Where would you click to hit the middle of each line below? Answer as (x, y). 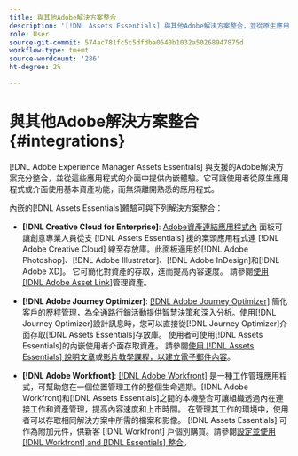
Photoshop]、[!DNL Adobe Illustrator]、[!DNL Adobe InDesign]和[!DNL (151, 260)
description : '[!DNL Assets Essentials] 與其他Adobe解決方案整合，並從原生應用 (149, 26)
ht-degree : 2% (35, 68)
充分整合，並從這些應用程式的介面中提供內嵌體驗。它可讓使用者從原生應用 (153, 178)
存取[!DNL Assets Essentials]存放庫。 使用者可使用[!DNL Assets (146, 334)
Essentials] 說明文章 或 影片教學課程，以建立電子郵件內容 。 (129, 356)
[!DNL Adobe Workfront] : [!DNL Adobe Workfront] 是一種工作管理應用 (151, 375)
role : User (29, 34)
